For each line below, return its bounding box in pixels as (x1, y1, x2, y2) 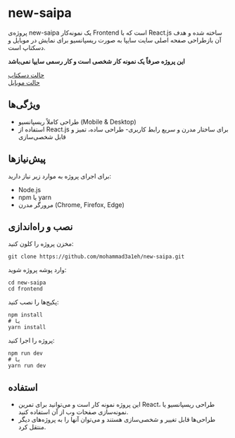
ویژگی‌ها (8, 99, 41, 111)
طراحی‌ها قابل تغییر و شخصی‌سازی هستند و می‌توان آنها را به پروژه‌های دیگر (18, 415, 216, 424)
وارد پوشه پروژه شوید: (8, 266, 67, 274)
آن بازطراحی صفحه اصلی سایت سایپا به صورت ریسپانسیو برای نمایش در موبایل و (8, 35, 222, 44)
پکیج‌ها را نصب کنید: (8, 298, 59, 307)
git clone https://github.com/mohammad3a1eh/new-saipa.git (8, 253, 185, 261)
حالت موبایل (8, 78, 41, 86)
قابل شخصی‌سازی (18, 132, 66, 141)
